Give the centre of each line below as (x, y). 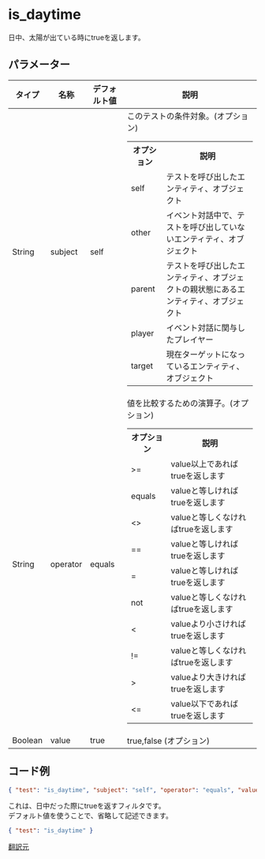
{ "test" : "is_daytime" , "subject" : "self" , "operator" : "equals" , (121, 790)
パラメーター (39, 65)
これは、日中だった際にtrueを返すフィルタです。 (87, 806)
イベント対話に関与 (202, 328)
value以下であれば (205, 703)
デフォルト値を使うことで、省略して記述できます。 (91, 816)
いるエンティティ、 (209, 366)
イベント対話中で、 (202, 215)
